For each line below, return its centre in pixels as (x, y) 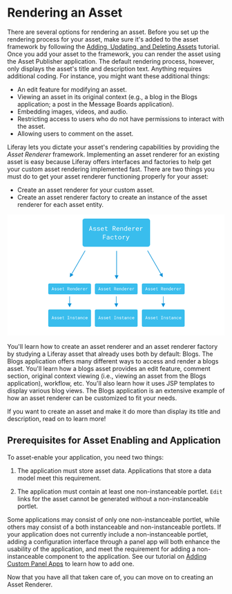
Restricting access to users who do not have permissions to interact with (120, 118)
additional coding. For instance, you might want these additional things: (109, 76)
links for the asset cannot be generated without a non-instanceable (113, 498)
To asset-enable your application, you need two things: (86, 457)
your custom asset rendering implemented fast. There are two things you (111, 169)
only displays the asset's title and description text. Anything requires (105, 69)
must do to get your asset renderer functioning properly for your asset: (108, 176)
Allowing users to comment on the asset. (75, 134)
